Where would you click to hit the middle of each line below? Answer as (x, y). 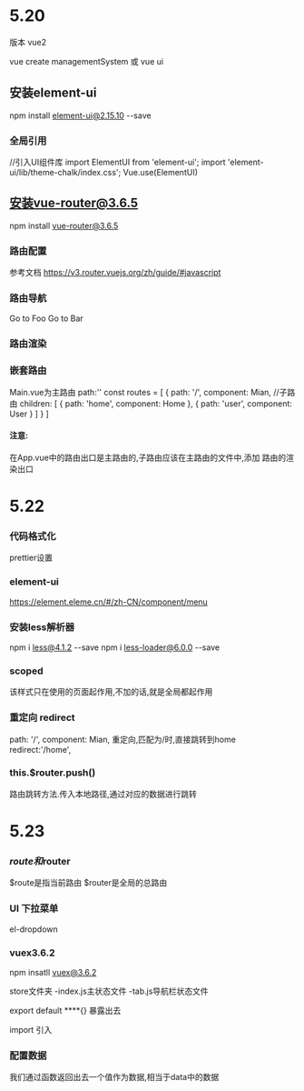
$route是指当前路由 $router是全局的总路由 (88, 883)
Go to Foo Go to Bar (46, 318)
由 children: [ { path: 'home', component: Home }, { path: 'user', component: (151, 403)
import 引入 (31, 1029)
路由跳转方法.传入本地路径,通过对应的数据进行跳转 (103, 794)
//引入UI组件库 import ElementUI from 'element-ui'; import (118, 162)
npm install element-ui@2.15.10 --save (80, 115)
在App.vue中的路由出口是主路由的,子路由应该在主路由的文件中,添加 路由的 (148, 457)
